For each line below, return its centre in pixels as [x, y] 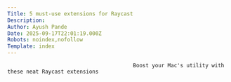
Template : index [31, 46]
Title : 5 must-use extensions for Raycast [70, 14]
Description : [26, 20]
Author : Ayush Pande [38, 27]
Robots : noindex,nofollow [45, 40]
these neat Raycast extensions [53, 71]
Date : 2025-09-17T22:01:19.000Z [54, 33]
